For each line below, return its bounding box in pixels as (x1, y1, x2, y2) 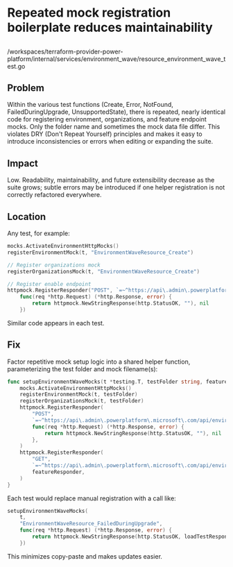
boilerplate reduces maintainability (7, 19, 213, 35)
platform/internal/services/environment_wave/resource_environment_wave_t (7, 54, 226, 63)
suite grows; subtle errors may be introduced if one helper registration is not (7, 183, 225, 192)
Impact (7, 158, 38, 169)
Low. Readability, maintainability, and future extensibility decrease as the (7, 176, 215, 185)
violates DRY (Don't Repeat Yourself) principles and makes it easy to (7, 130, 202, 138)
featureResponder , (32, 468, 85, 475)
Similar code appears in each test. (7, 319, 105, 327)
